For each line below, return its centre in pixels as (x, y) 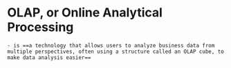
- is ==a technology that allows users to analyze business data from (111, 45)
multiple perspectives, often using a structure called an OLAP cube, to (116, 52)
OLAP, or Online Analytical (85, 13)
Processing (40, 27)
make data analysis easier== (49, 57)
